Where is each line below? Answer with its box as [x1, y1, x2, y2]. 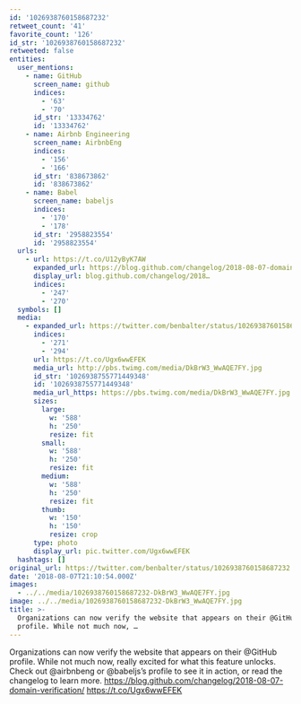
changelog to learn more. [9, 674, 103, 686]
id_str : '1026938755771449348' [32, 371, 150, 381]
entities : [9, 55, 47, 64]
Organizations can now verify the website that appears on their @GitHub [9, 647, 278, 657]
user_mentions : [17, 64, 74, 73]
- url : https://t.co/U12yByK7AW [25, 255, 146, 265]
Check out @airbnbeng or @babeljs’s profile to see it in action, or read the [9, 665, 283, 676]
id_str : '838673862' [32, 171, 110, 180]
